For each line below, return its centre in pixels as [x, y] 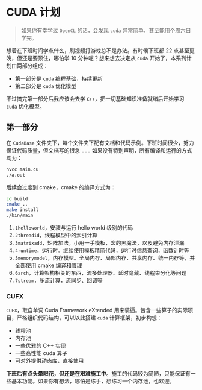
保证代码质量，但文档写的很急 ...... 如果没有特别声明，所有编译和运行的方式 [99, 150]
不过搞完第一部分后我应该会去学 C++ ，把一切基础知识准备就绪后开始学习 [95, 99]
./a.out [16, 175]
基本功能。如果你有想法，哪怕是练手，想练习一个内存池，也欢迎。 [93, 381]
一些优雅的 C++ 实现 [40, 346]
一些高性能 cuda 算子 [41, 353]
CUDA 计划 [33, 12]
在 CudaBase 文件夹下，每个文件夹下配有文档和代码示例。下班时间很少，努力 [100, 143]
